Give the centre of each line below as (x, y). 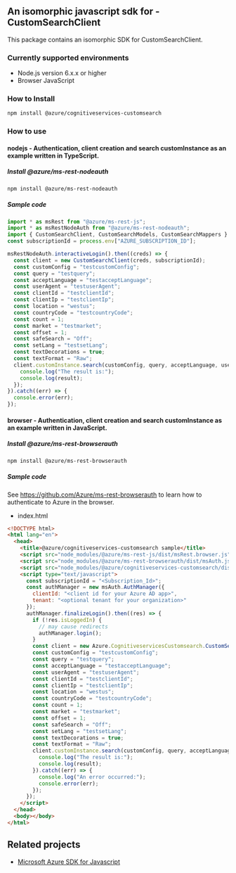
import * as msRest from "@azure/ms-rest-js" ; (77, 222)
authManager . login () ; (70, 633)
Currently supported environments (68, 58)
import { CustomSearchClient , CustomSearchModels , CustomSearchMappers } (118, 235)
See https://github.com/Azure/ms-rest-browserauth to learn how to (105, 495)
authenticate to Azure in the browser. (61, 502)
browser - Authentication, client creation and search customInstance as (115, 420)
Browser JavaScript (46, 81)
